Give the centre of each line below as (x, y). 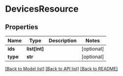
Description (63, 41)
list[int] (35, 49)
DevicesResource (42, 9)
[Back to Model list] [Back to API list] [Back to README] (61, 69)
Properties (22, 27)
